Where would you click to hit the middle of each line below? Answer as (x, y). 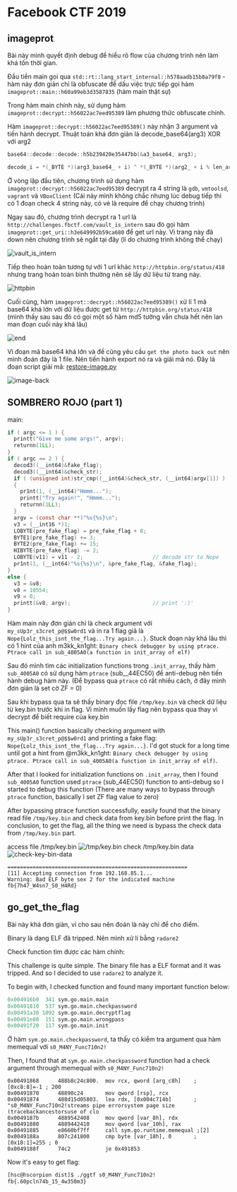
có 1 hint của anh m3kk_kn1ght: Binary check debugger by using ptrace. (114, 646)
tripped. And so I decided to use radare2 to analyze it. (85, 973)
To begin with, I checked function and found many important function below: (119, 986)
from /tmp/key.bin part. (42, 833)
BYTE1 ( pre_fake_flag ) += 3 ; (55, 538)
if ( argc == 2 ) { (36, 459)
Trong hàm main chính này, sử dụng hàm (66, 105)
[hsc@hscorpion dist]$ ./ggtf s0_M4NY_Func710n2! (82, 1175)
